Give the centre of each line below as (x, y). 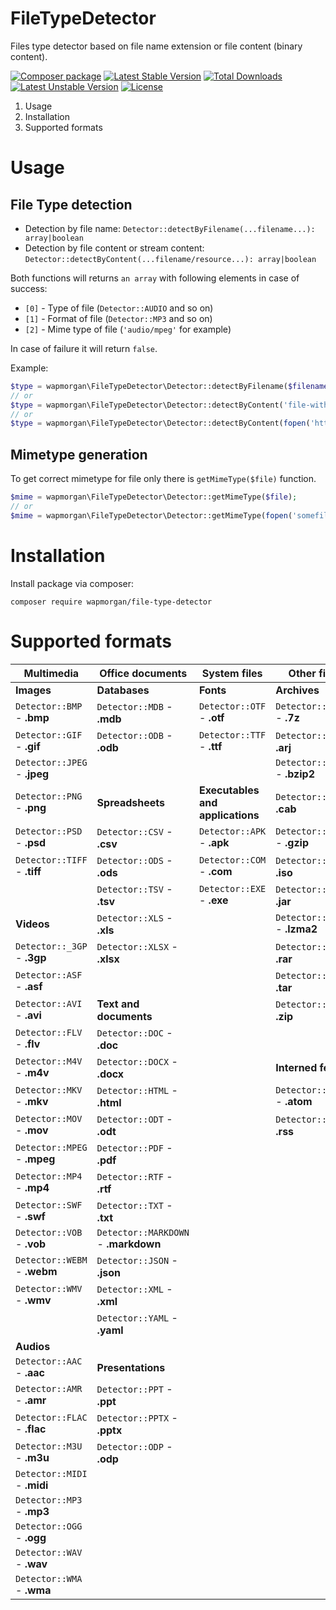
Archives (297, 690)
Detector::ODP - (134, 1446)
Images (33, 690)
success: (29, 288)
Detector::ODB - (134, 735)
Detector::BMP (49, 706)
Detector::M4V (49, 1061)
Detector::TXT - (134, 1205)
